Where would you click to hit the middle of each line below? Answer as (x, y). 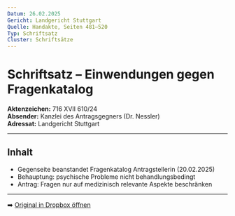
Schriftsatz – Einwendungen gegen (111, 75)
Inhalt (20, 153)
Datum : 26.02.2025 (34, 14)
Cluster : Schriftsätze (40, 40)
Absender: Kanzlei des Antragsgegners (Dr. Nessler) (84, 116)
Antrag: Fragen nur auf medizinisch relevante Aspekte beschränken (115, 184)
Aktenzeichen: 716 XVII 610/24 (52, 109)
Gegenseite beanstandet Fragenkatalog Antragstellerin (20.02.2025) (116, 169)
